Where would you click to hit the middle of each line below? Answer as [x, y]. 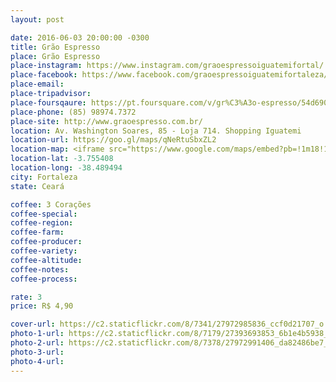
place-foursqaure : [48, 102]
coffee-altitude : [46, 260]
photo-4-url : [37, 361]
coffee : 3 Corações [51, 204]
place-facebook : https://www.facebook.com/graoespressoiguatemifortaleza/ [169, 75]
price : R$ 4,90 [42, 306]
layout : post [37, 19]
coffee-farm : [37, 232]
